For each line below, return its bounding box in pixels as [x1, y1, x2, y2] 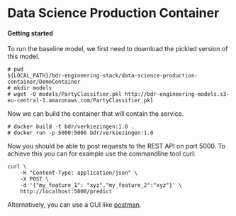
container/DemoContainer [7, 78, 81, 86]
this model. [7, 52, 40, 61]
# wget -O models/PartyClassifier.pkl [7, 91, 122, 98]
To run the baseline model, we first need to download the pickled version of [7, 45, 228, 53]
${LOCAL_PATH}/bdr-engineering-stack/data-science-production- [7, 72, 198, 80]
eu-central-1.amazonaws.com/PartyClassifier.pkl [7, 97, 154, 104]
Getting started [7, 28, 53, 37]
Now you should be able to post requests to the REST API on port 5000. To [7, 142, 225, 151]
